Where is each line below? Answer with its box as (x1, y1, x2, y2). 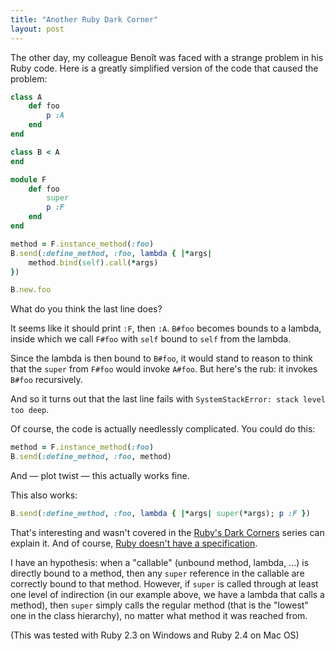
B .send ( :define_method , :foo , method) (10, 452, 172, 462)
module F (10, 174, 47, 185)
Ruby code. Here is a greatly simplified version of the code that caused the (10, 62, 319, 74)
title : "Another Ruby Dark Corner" (10, 14, 159, 25)
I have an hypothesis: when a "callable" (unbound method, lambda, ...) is (10, 556, 310, 568)
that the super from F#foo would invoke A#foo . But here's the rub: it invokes (10, 363, 318, 375)
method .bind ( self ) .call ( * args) (28, 257, 159, 268)
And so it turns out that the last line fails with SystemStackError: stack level (10, 393, 326, 405)
